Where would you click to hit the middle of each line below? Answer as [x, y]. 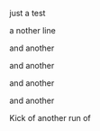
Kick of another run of [50, 118]
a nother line [32, 30]
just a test [27, 13]
